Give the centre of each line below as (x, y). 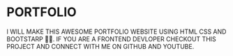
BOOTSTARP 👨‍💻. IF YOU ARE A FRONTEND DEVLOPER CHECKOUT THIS (112, 38)
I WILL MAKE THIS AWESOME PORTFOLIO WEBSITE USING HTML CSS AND (116, 31)
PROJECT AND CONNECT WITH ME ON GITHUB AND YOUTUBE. (100, 46)
